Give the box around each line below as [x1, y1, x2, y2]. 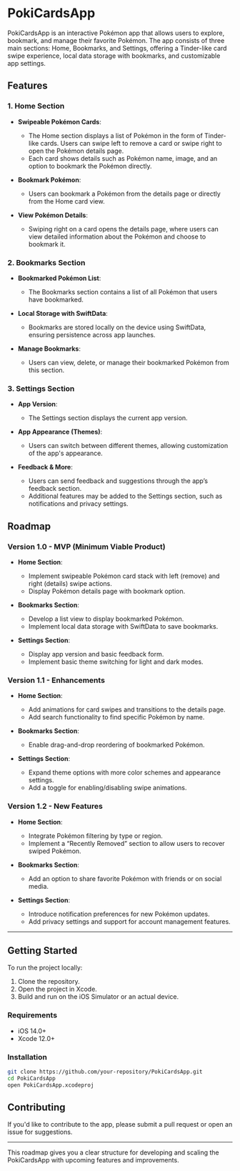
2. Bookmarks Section [7, 257, 86, 267]
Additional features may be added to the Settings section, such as [28, 492, 223, 501]
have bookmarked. [28, 295, 84, 304]
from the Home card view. [28, 196, 105, 205]
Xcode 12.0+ [17, 1034, 56, 1042]
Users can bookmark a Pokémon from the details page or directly [28, 189, 221, 198]
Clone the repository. [17, 977, 80, 986]
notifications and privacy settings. [28, 499, 129, 508]
